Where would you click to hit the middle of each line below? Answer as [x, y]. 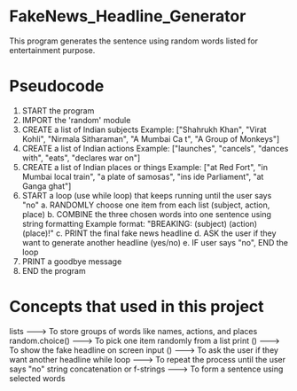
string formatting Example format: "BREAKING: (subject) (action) [140, 223]
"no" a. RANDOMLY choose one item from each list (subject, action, [146, 205]
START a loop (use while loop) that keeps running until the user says [147, 195]
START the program [58, 110]
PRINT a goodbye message [72, 261]
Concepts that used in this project [137, 307]
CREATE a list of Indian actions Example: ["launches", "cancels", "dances [155, 148]
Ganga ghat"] [47, 186]
